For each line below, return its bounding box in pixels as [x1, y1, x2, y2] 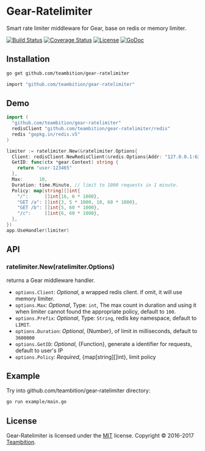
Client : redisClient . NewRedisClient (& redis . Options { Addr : [12, 154, 163, 160]
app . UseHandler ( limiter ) [6, 227, 70, 233]
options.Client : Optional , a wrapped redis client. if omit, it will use [15, 288, 182, 295]
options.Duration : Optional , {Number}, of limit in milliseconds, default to [15, 327, 198, 334]
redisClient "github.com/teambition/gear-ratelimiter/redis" [12, 126, 171, 132]
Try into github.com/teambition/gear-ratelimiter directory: [6, 387, 151, 394]
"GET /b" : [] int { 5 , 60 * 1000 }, [17, 204, 99, 211]
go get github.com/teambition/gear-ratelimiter [6, 70, 130, 76]
